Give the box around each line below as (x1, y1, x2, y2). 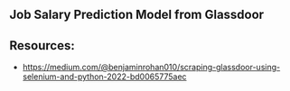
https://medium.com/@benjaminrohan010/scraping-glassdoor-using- (22, 62, 281, 73)
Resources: (9, 38, 75, 53)
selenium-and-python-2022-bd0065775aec (22, 71, 187, 82)
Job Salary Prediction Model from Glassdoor (9, 7, 265, 23)
